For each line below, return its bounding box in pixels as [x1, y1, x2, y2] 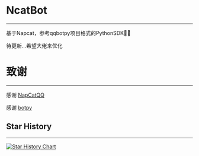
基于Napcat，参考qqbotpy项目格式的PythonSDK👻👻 [6, 29, 131, 36]
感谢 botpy [6, 104, 33, 111]
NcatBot [6, 4, 47, 17]
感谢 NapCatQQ [6, 91, 44, 98]
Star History [6, 122, 52, 132]
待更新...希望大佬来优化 [6, 42, 63, 49]
